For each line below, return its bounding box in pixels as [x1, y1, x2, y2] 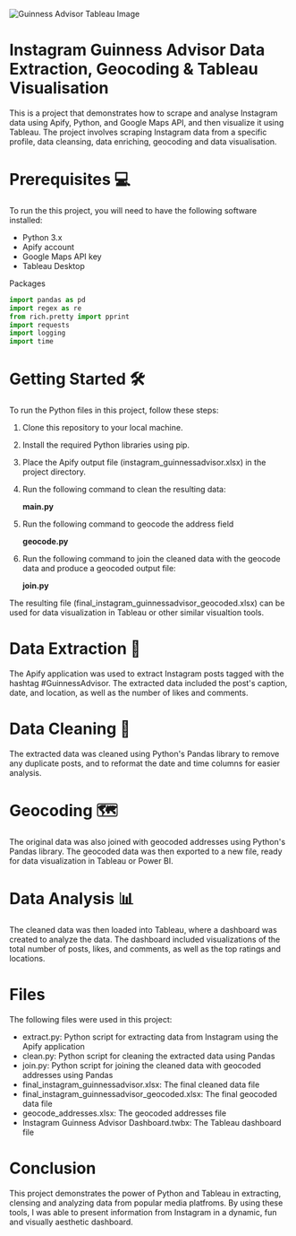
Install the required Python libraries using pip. [21, 440, 190, 450]
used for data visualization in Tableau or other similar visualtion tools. [9, 607, 265, 618]
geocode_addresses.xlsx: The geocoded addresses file [21, 1108, 226, 1118]
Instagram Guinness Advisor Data [9, 40, 266, 60]
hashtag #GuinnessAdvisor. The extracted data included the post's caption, [9, 678, 288, 688]
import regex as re [9, 303, 82, 313]
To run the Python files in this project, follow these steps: [9, 405, 219, 416]
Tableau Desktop [21, 260, 85, 271]
